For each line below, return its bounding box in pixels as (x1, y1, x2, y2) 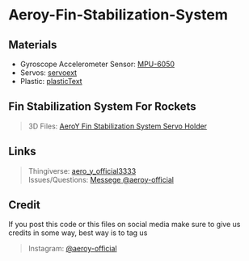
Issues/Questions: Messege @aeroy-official (27, 175, 174, 184)
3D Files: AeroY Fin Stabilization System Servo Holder (27, 121, 208, 131)
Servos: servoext (19, 68, 78, 78)
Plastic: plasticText (19, 77, 82, 86)
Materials (8, 38, 57, 52)
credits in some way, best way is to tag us (8, 228, 148, 238)
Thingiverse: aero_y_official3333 (27, 166, 137, 175)
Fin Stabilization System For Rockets (8, 99, 196, 114)
